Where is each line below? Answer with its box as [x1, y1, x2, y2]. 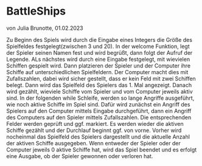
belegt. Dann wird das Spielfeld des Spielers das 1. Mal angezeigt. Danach [6, 81, 192, 89]
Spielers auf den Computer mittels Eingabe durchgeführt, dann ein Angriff [6, 107, 192, 114]
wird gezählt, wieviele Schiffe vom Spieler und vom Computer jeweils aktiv [6, 88, 193, 95]
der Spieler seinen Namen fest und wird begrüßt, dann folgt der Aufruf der [6, 49, 193, 56]
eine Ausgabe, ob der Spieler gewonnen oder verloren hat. [6, 152, 153, 159]
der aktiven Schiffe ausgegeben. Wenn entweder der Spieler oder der [6, 139, 181, 147]
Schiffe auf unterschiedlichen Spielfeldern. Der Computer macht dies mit [6, 68, 189, 75]
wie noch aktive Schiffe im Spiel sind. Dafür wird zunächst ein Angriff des [6, 100, 190, 108]
